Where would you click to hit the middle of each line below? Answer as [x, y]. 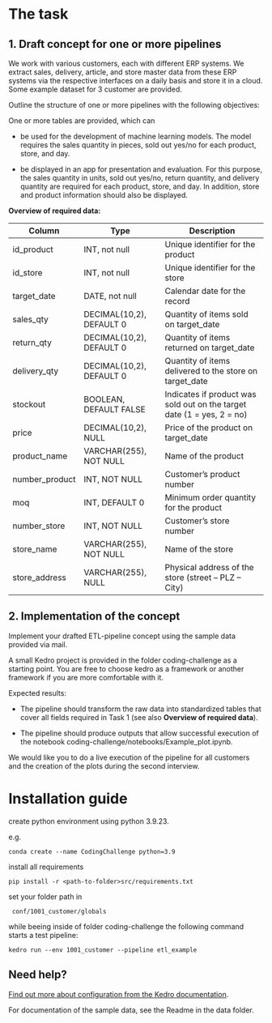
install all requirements [46, 867]
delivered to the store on [211, 371]
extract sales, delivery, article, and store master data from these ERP [123, 72]
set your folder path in [45, 897]
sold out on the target [206, 404]
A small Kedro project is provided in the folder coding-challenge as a [123, 660]
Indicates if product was [210, 394]
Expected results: [38, 693]
